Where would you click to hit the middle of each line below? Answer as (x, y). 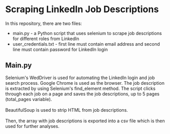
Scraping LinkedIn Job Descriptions (82, 9)
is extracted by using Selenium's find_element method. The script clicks (80, 88)
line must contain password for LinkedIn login (60, 49)
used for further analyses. (32, 126)
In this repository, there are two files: (44, 23)
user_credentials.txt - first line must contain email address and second (86, 44)
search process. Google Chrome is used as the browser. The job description (85, 83)
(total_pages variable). (29, 99)
